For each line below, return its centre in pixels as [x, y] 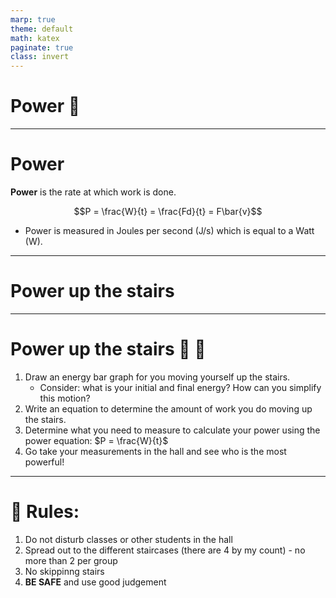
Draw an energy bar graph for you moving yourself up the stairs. [157, 377]
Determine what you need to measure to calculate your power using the [172, 430]
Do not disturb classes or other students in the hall [128, 539]
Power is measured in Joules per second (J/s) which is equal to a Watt [169, 230]
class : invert [40, 57]
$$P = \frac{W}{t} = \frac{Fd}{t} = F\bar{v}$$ [168, 211]
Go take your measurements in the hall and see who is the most [155, 451]
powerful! [44, 462]
